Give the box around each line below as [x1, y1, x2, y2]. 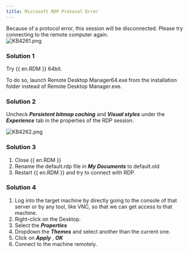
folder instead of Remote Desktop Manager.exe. [6, 83, 122, 90]
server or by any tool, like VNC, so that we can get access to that [14, 203, 173, 210]
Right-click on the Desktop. [14, 215, 81, 222]
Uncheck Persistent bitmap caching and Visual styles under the [6, 111, 165, 118]
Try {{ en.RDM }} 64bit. [6, 65, 62, 72]
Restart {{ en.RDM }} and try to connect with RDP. [14, 168, 135, 176]
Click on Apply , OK [14, 234, 64, 241]
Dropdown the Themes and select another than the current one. [14, 228, 171, 235]
